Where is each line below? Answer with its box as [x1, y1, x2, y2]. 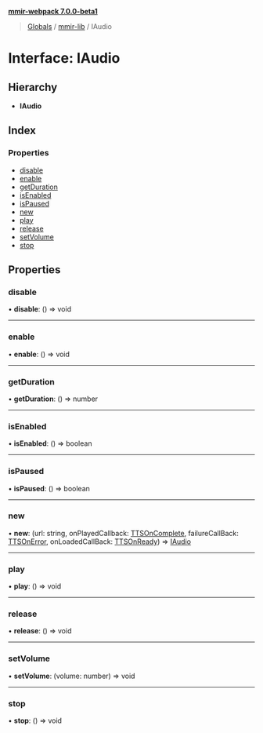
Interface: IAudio [8, 49, 121, 67]
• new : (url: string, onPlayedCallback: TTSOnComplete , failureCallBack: [8, 528, 239, 538]
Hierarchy [8, 80, 58, 93]
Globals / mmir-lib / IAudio [27, 22, 112, 31]
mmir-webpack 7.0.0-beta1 [8, 7, 98, 16]
